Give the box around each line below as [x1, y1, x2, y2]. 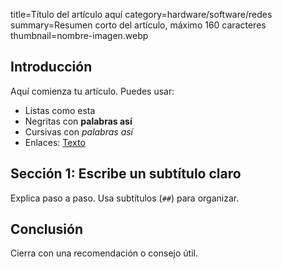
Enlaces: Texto [24, 136, 86, 148]
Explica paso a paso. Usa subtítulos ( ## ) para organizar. [10, 192, 240, 204]
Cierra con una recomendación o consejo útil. [10, 247, 198, 259]
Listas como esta [24, 104, 96, 116]
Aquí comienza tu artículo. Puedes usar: [10, 85, 175, 97]
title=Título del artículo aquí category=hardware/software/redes [10, 9, 273, 20]
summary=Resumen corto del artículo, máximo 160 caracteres [10, 19, 267, 31]
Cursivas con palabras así [24, 125, 134, 138]
